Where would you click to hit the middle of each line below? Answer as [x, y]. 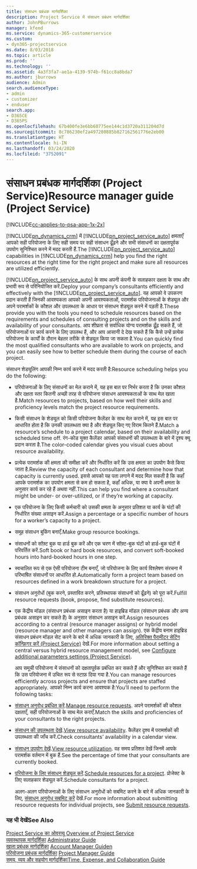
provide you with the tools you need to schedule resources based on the [94, 313]
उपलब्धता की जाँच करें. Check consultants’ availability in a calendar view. [96, 737]
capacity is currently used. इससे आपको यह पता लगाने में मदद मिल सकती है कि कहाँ [99, 476]
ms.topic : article [29, 55]
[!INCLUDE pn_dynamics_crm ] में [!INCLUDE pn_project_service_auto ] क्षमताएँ [95, 236]
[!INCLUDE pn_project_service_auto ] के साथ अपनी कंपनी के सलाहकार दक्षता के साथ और [98, 280]
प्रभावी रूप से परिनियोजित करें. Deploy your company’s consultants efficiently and [95, 287]
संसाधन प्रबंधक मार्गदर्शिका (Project [74, 183]
